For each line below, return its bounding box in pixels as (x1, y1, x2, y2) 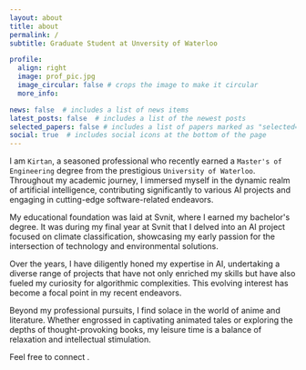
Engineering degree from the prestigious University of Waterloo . (9, 165, 256, 176)
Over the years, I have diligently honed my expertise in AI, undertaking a (9, 258, 280, 269)
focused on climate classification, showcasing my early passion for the (9, 231, 276, 242)
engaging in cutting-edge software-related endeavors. (9, 195, 214, 205)
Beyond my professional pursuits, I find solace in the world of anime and (9, 305, 280, 316)
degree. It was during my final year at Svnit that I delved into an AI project (9, 222, 285, 233)
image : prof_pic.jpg (17, 72, 96, 82)
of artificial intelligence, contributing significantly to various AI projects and (9, 185, 291, 195)
